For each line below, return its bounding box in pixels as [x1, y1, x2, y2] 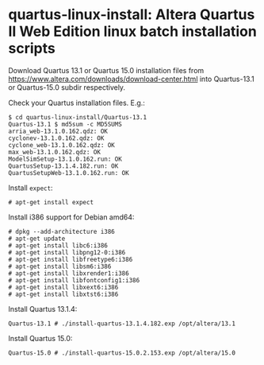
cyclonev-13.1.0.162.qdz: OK [8, 134, 105, 142]
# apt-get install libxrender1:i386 [8, 269, 129, 278]
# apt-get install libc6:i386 [8, 241, 109, 250]
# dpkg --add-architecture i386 [8, 227, 115, 235]
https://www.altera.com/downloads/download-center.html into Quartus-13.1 [8, 74, 255, 83]
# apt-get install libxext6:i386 [8, 283, 119, 291]
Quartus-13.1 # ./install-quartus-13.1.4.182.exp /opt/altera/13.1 [8, 320, 236, 328]
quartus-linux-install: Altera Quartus [8, 6, 255, 24]
